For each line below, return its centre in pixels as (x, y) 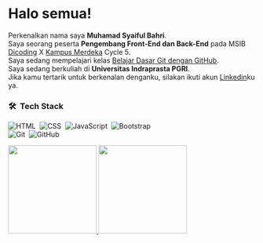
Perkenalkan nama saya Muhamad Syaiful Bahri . (88, 35)
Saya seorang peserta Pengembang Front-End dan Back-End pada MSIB (127, 43)
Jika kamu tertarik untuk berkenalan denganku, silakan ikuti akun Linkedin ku (131, 77)
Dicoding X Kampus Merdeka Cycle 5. (69, 52)
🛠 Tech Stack (36, 106)
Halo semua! (50, 14)
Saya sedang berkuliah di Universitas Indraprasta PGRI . (99, 68)
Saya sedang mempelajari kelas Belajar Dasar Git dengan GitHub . (113, 60)
